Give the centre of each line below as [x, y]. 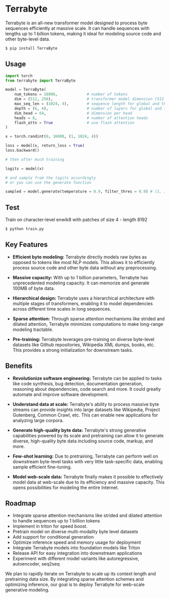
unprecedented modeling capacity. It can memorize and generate [81, 283]
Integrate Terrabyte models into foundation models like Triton [76, 548]
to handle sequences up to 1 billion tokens [56, 521]
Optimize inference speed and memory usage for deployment [77, 542]
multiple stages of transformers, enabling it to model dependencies [83, 303]
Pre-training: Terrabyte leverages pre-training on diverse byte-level [83, 339]
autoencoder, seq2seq [36, 564]
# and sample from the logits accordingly [51, 178]
